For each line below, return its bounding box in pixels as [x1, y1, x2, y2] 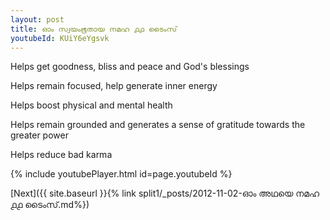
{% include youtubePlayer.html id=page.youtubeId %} [10, 168, 233, 180]
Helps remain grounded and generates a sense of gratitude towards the [10, 119, 306, 131]
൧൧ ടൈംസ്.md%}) [10, 199, 90, 211]
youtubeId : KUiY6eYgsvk [10, 33, 110, 43]
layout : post [10, 14, 65, 25]
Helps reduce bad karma [10, 149, 113, 161]
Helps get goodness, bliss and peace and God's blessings [10, 61, 250, 73]
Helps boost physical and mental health [10, 99, 173, 111]
